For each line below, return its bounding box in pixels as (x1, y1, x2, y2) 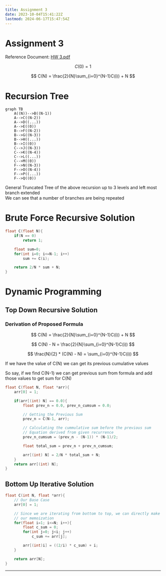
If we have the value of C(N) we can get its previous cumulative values (5, 361, 149, 367)
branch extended (5, 190, 41, 196)
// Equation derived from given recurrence (23, 430, 114, 435)
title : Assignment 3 (5, 7, 48, 12)
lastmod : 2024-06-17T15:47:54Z (5, 16, 70, 21)
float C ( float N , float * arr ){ (5, 385, 70, 390)
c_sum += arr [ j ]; (31, 534, 68, 539)
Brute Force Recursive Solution (5, 212, 135, 224)
